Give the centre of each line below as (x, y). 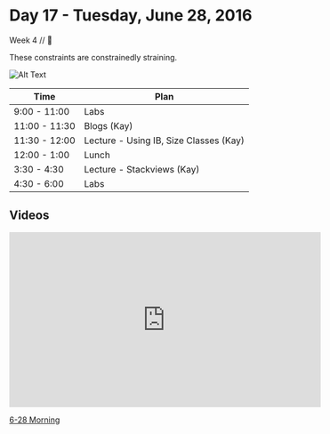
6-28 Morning (35, 420)
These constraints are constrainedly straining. (93, 57)
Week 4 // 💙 (31, 40)
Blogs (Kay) (109, 125)
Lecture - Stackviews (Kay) (142, 169)
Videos (29, 216)
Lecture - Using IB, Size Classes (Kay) (164, 141)
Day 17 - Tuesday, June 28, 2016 (131, 16)
